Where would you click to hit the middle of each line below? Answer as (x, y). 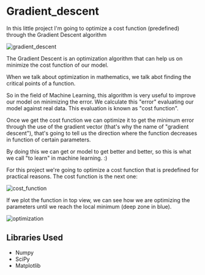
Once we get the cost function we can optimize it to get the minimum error (100, 120)
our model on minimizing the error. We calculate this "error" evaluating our (100, 102)
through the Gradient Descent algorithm (57, 34)
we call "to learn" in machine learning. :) (57, 158)
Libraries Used (35, 238)
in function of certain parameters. (49, 140)
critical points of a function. (41, 83)
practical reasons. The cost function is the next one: (72, 176)
